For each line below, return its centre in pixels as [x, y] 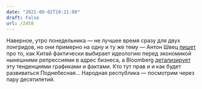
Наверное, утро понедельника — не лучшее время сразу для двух [93, 41]
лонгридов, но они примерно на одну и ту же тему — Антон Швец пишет [101, 47]
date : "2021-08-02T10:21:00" [43, 12]
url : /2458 [20, 23]
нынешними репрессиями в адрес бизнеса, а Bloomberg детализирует [99, 60]
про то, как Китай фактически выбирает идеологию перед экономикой [99, 54]
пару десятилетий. [31, 79]
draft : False [23, 18]
